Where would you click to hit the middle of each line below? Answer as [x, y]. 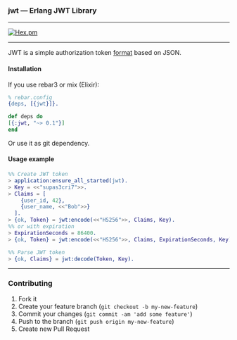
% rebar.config [30, 97]
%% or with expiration [41, 227]
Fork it [27, 298]
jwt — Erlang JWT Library [52, 11]
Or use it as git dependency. [49, 143]
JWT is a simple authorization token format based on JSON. [95, 53]
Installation [25, 68]
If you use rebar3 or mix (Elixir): [54, 84]
